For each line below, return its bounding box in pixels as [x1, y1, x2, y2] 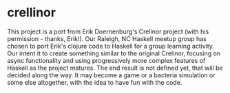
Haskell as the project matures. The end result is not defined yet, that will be [7, 64, 224, 72]
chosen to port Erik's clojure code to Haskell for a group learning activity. [7, 42, 215, 50]
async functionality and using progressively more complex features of [7, 56, 206, 64]
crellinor [7, 5, 56, 21]
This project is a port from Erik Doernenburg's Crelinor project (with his [7, 27, 209, 36]
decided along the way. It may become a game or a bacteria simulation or [7, 70, 216, 79]
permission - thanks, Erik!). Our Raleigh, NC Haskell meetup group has [7, 34, 207, 42]
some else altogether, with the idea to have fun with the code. [7, 78, 182, 86]
